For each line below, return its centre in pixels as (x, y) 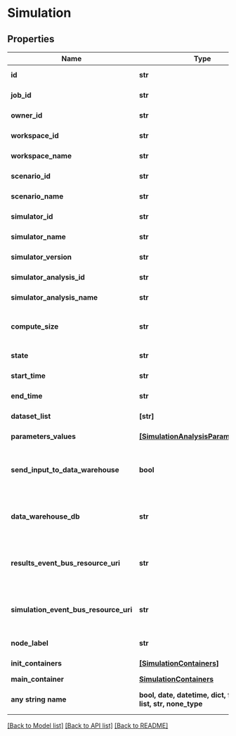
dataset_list (31, 416)
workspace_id (35, 135)
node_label (30, 643)
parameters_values (43, 436)
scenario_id (31, 176)
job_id (21, 95)
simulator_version (41, 257)
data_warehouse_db (45, 516)
